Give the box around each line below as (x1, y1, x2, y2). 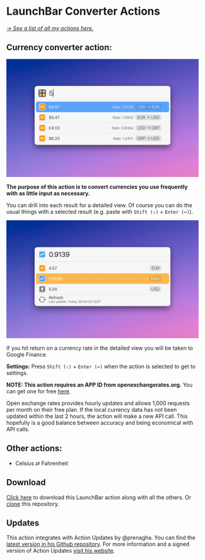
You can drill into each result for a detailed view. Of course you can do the (6, 201, 193, 209)
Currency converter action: (6, 42, 112, 53)
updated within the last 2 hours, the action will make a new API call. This (6, 412, 188, 420)
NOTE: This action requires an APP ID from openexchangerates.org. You (6, 381, 193, 388)
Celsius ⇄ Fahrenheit (15, 460, 68, 467)
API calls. (6, 425, 30, 433)
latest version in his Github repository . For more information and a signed (6, 540, 190, 548)
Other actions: (6, 443, 62, 454)
